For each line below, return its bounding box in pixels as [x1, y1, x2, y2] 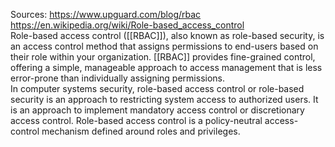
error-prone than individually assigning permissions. [10, 72, 226, 84]
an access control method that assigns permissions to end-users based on [10, 40, 319, 52]
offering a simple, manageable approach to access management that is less [10, 62, 323, 73]
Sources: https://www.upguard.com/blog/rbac [10, 9, 202, 20]
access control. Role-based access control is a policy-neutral [10, 115, 263, 126]
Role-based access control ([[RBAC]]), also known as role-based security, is [10, 30, 325, 41]
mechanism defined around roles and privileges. [41, 125, 241, 137]
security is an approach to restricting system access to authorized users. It [10, 94, 319, 105]
